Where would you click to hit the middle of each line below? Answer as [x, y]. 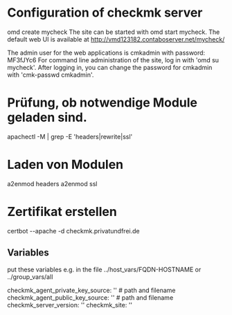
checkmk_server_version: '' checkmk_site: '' [70, 305]
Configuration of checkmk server [105, 13]
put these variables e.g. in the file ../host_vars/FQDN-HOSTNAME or [104, 269]
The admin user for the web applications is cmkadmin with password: [106, 53]
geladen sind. [47, 117]
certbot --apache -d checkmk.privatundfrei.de [73, 231]
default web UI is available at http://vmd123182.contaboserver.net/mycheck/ [116, 39]
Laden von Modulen [65, 165]
